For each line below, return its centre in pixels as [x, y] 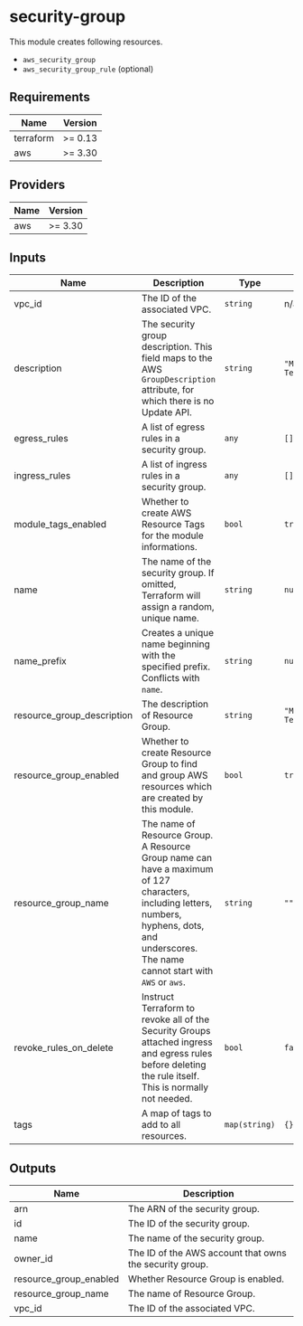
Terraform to [168, 1009]
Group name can [177, 858]
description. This [177, 347]
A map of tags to [176, 1113]
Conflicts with [170, 678]
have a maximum [177, 869]
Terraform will [171, 596]
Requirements [50, 97]
